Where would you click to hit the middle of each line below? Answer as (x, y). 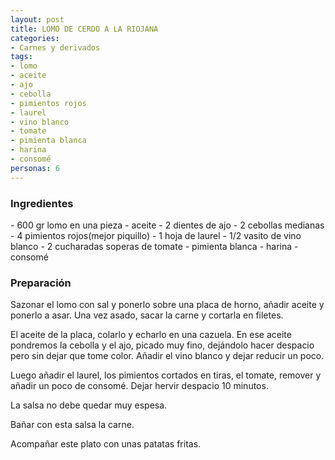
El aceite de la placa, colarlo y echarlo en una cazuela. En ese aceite (151, 335)
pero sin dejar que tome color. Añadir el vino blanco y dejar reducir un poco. (167, 356)
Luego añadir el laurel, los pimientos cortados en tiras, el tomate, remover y (166, 375)
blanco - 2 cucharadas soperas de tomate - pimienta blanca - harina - (154, 246)
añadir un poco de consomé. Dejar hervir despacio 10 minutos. (139, 386)
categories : (35, 38)
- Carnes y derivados (55, 47)
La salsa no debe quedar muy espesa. (89, 405)
